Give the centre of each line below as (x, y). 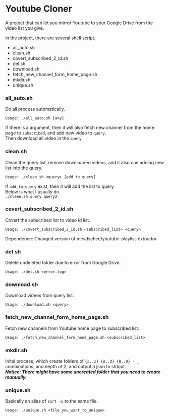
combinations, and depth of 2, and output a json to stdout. (66, 367)
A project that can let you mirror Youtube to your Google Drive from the (79, 23)
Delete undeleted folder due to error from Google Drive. (63, 263)
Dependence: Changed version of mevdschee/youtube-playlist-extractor (81, 238)
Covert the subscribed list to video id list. (48, 220)
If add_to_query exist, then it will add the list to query (60, 186)
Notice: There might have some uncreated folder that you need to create (83, 372)
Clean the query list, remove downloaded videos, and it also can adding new (85, 162)
